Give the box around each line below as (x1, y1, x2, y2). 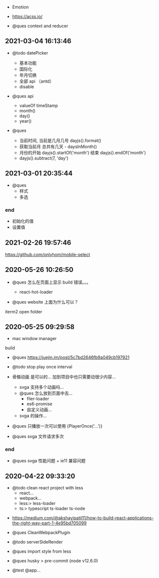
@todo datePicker (12, 50, 49, 55)
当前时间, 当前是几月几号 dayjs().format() (19, 137, 102, 143)
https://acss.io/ (12, 14, 43, 19)
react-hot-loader (19, 289, 53, 295)
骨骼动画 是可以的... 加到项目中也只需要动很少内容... (12, 374, 116, 380)
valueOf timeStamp (19, 102, 58, 108)
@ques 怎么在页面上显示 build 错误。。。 (12, 279, 91, 285)
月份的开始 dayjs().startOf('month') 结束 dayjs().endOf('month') (19, 149, 146, 155)
